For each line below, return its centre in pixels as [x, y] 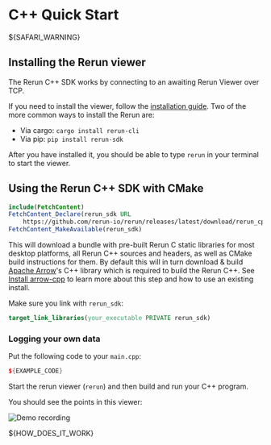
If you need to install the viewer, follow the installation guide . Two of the [127, 106]
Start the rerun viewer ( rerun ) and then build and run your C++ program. [128, 387]
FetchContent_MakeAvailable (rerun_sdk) [75, 230]
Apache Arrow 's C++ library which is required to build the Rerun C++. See [132, 271]
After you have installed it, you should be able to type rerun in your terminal [134, 154]
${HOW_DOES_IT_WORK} [51, 434]
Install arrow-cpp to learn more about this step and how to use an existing [131, 279]
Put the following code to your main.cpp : [75, 356]
